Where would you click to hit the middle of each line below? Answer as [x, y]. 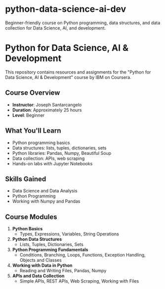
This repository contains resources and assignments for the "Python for [78, 72]
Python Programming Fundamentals [50, 250]
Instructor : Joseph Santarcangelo [47, 105]
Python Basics [27, 229]
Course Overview [33, 93]
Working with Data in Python [42, 265]
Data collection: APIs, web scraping [48, 158]
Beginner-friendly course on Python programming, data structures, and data [83, 23]
